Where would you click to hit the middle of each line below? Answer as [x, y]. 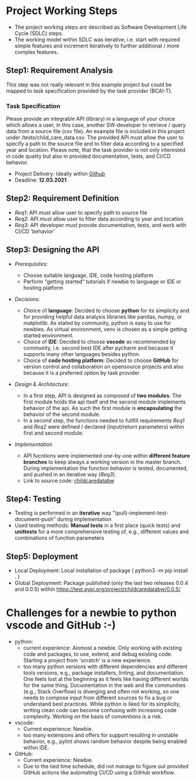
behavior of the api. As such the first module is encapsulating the [103, 408]
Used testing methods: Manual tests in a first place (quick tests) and [97, 526]
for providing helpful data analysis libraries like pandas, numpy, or [103, 316]
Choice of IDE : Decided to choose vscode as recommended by [99, 341]
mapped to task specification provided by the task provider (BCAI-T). [89, 91]
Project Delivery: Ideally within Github [60, 174]
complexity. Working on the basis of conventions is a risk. [93, 716]
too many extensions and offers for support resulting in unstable [101, 735]
